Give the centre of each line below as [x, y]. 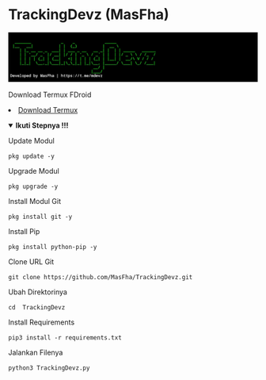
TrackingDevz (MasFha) [89, 15]
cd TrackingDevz [37, 307]
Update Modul [32, 140]
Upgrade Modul [34, 171]
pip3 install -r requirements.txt [65, 338]
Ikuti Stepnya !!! [42, 125]
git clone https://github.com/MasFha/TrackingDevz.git [101, 277]
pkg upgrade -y [33, 186]
